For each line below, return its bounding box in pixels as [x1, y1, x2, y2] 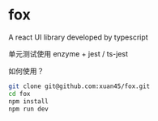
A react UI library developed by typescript [8, 32, 148, 42]
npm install [8, 97, 49, 106]
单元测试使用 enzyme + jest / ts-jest [8, 48, 128, 58]
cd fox [8, 90, 31, 98]
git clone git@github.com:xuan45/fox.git [8, 82, 151, 90]
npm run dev [8, 105, 49, 113]
